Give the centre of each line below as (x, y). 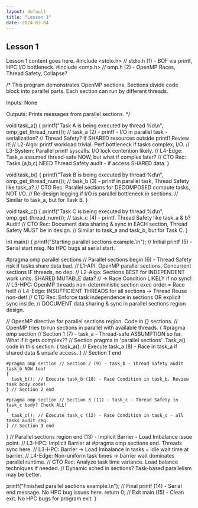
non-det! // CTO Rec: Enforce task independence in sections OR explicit (93, 297)
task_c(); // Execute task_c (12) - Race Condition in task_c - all (98, 416)
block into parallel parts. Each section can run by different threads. (87, 91)
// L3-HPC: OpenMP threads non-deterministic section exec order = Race (95, 285)
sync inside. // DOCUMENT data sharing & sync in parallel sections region (96, 304)
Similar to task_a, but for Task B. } (47, 200)
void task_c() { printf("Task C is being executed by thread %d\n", (85, 211)
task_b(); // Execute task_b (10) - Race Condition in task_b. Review (100, 380)
